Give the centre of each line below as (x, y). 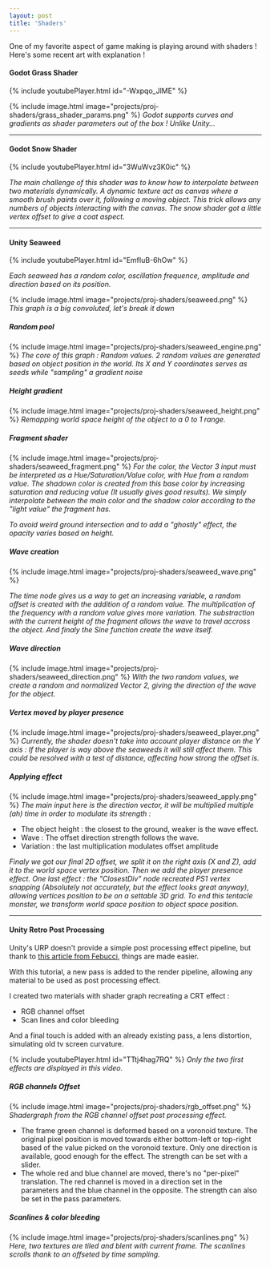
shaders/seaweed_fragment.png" (64, 466)
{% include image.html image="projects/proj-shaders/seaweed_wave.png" (133, 571)
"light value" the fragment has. (60, 509)
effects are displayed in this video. (66, 1068)
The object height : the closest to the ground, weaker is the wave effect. (139, 829)
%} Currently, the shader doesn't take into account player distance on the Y (135, 740)
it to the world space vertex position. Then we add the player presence (126, 870)
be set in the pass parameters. (71, 1199)
